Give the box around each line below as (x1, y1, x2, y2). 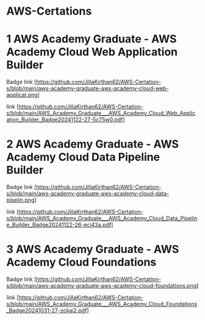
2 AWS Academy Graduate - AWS (6, 137, 179, 151)
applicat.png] (6, 91, 40, 99)
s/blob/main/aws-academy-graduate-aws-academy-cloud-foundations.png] (6, 282, 199, 289)
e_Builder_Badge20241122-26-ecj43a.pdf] (6, 221, 113, 229)
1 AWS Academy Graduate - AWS (6, 32, 177, 46)
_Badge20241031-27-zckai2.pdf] (6, 307, 89, 314)
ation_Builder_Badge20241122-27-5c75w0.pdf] (6, 116, 125, 123)
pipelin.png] (6, 196, 37, 204)
